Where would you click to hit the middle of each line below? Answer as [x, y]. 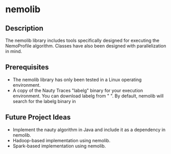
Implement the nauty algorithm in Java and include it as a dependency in [89, 130]
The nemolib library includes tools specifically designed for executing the [82, 40]
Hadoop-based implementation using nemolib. [62, 140]
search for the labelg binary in [44, 101]
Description [24, 28]
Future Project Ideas [38, 118]
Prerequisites [27, 67]
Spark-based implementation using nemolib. [59, 146]
